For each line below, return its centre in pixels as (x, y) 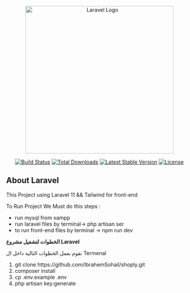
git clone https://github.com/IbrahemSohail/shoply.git (80, 264)
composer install (35, 271)
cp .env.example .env (41, 277)
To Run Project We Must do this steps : (53, 206)
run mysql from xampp (42, 217)
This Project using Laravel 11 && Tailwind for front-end (72, 194)
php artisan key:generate (45, 283)
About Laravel (33, 180)
